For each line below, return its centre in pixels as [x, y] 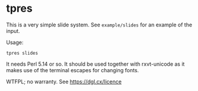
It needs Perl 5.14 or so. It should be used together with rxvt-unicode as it [95, 64]
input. [13, 31]
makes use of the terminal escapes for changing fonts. [72, 70]
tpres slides [22, 53]
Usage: [15, 42]
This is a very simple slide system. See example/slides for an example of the [99, 25]
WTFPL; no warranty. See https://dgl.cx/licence [64, 82]
